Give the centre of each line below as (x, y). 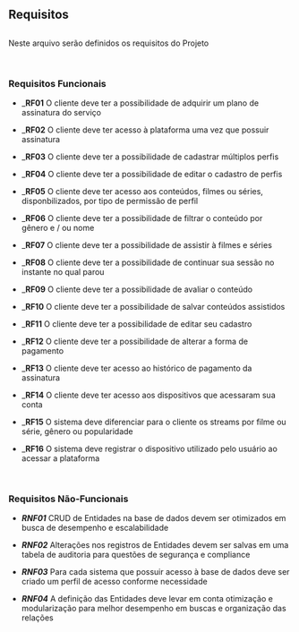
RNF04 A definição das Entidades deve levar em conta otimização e (147, 599)
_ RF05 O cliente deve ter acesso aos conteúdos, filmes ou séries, (142, 192)
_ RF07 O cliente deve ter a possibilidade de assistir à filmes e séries (146, 245)
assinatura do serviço (61, 113)
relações (38, 618)
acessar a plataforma (60, 458)
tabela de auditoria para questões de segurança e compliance (136, 555)
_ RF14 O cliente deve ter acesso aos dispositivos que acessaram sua (148, 395)
